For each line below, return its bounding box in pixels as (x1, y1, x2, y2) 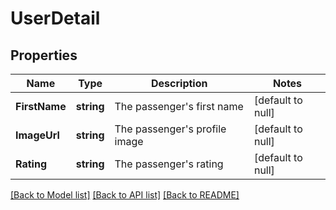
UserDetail (10, 7, 101, 30)
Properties (10, 47, 78, 64)
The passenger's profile (114, 122, 227, 136)
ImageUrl (15, 128, 60, 142)
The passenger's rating (114, 157, 224, 171)
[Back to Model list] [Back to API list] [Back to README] (10, 189, 240, 201)
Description (151, 77, 208, 90)
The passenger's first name (114, 100, 244, 113)
